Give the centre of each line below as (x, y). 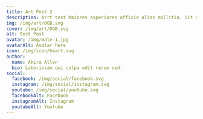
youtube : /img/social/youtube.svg (55, 90)
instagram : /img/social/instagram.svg (61, 85)
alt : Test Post (25, 34)
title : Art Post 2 (29, 12)
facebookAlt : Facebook (40, 96)
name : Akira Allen (35, 62)
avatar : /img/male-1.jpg (37, 40)
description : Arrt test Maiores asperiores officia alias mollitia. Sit (100, 17)
